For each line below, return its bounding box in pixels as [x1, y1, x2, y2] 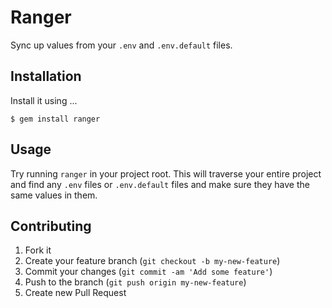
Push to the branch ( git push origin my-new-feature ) [24, 276, 247, 288]
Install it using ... [10, 94, 78, 106]
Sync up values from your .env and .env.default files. [10, 39, 233, 51]
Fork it [24, 244, 52, 256]
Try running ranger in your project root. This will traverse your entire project [10, 167, 322, 180]
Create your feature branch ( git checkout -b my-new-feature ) [24, 255, 281, 267]
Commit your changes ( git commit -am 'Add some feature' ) [24, 266, 273, 278]
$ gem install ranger [10, 114, 101, 124]
